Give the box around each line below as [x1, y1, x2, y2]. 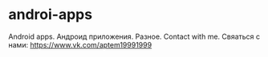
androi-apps [8, 6, 93, 24]
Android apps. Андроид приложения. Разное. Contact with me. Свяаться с [8, 32, 261, 41]
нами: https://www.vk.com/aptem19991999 [8, 40, 152, 49]
